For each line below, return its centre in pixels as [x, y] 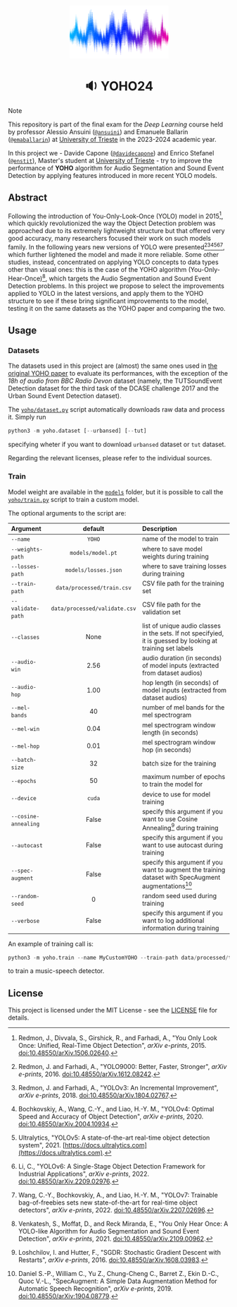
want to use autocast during [183, 845]
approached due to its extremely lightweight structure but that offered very [116, 231]
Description [160, 529]
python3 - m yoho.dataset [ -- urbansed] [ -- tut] [77, 431]
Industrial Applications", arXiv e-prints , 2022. [84, 1174]
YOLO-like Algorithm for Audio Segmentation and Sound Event [109, 1231]
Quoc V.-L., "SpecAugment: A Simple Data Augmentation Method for [117, 1281]
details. [19, 1017]
